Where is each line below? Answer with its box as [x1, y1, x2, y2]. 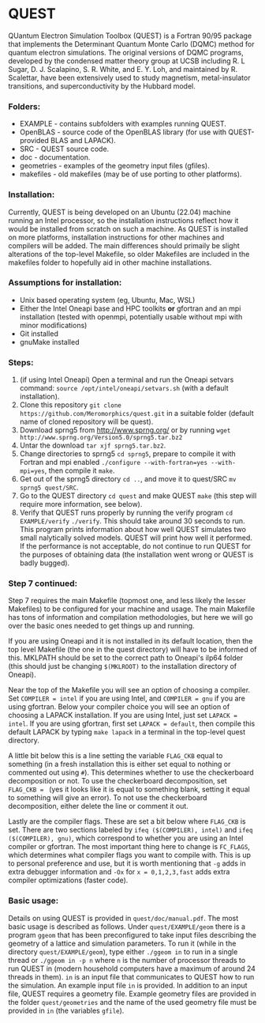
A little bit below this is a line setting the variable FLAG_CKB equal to [8, 751, 223, 761]
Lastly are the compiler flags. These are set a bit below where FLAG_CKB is [8, 817, 246, 826]
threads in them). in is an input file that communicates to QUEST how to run [8, 972, 255, 981]
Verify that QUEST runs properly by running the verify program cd [19, 508, 233, 518]
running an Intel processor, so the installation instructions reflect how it [8, 215, 239, 225]
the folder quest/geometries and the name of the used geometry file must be [8, 997, 257, 1006]
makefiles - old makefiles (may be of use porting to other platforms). [19, 169, 242, 179]
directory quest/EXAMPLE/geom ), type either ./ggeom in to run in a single [8, 946, 238, 957]
